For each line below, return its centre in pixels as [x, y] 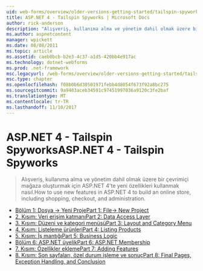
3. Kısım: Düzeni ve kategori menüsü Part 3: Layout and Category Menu [103, 223]
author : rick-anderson [35, 23]
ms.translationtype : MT [36, 96]
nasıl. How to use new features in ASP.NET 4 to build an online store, [106, 192]
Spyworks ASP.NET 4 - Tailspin [85, 150]
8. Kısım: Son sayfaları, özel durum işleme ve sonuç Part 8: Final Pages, [103, 255]
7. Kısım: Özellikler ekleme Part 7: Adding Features [77, 249]
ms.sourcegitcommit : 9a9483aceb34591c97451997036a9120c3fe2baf [88, 91]
